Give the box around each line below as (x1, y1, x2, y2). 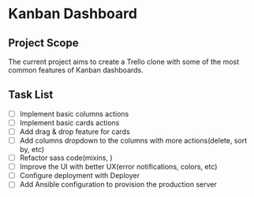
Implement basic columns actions (19, 109, 129, 118)
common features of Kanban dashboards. (8, 65, 144, 75)
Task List (8, 88, 54, 102)
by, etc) (19, 145, 45, 154)
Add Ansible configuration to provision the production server (19, 180, 217, 189)
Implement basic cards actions (19, 117, 120, 127)
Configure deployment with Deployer (19, 171, 140, 180)
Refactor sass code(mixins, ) (19, 153, 113, 162)
